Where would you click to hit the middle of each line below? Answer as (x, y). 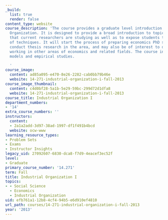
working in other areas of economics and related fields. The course (83, 51)
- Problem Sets (21, 140)
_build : (13, 10)
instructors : (19, 116)
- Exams (13, 144)
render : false (24, 19)
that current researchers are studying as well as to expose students (85, 38)
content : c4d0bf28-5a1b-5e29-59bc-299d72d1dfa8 (60, 88)
